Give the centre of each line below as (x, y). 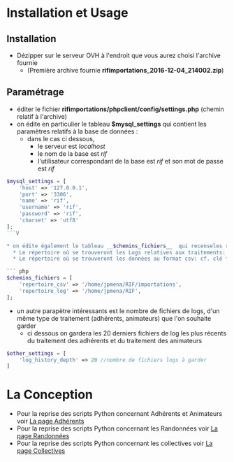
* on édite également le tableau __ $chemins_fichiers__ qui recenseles (115, 246)
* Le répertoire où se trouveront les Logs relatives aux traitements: (119, 252)
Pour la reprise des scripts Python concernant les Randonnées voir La (117, 428)
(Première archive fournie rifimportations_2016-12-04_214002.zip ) (125, 70)
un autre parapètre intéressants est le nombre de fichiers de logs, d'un (118, 311)
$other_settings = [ (37, 353)
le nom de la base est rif (72, 153)
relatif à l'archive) (42, 116)
